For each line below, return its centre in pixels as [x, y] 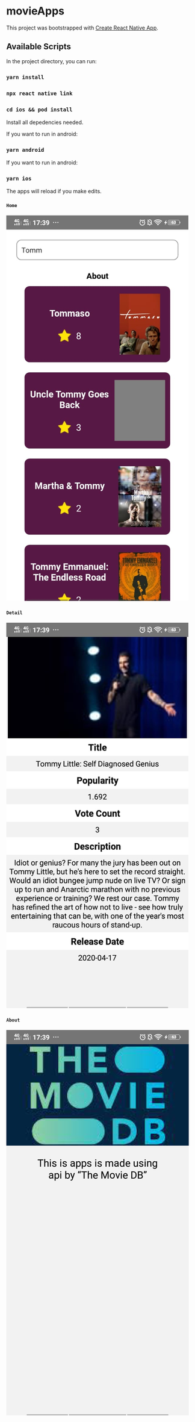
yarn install [25, 77]
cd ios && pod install [39, 109]
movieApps [36, 11]
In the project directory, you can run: [51, 61]
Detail [14, 613]
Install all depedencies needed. [45, 122]
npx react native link [39, 93]
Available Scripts [39, 47]
